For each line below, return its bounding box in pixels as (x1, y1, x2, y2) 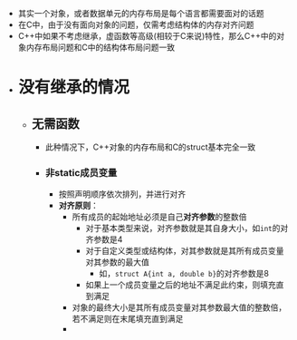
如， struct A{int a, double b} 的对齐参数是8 (99, 268, 270, 279)
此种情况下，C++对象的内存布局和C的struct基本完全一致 (44, 141, 256, 152)
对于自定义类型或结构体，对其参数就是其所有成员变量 (85, 246, 284, 257)
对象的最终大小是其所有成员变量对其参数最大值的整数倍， (72, 302, 287, 313)
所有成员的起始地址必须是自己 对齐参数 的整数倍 (72, 211, 247, 222)
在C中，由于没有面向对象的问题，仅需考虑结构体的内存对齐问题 (17, 19, 255, 30)
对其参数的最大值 (85, 257, 149, 267)
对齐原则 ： (58, 200, 100, 211)
